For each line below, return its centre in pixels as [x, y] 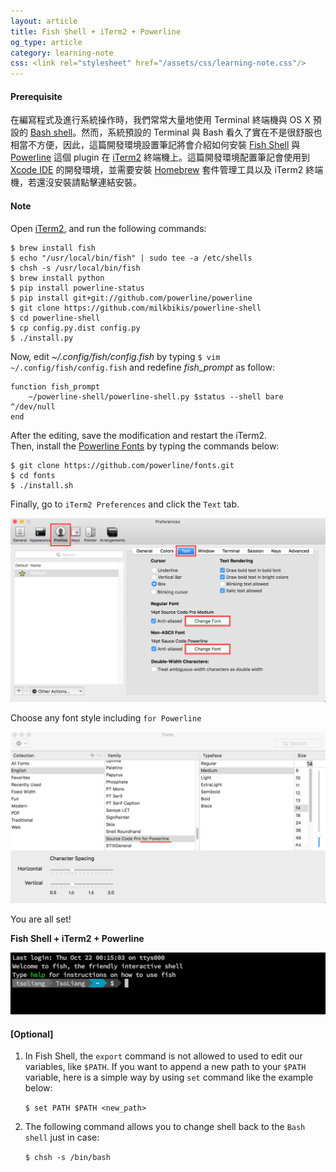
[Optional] [32, 1034]
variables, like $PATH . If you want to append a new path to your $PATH [165, 1067]
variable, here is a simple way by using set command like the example [169, 1077]
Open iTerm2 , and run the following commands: [108, 228]
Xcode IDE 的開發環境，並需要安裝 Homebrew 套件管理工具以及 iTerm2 [157, 170]
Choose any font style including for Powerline [106, 718]
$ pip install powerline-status [77, 288]
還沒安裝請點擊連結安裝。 [89, 182]
